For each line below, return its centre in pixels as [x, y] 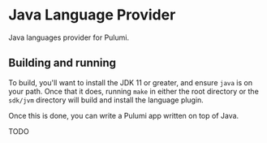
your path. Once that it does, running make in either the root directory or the [134, 91]
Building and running [62, 63]
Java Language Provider [92, 15]
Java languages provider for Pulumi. [69, 37]
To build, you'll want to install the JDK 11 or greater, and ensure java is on [131, 82]
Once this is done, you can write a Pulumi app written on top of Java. [124, 115]
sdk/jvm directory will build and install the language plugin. [106, 100]
